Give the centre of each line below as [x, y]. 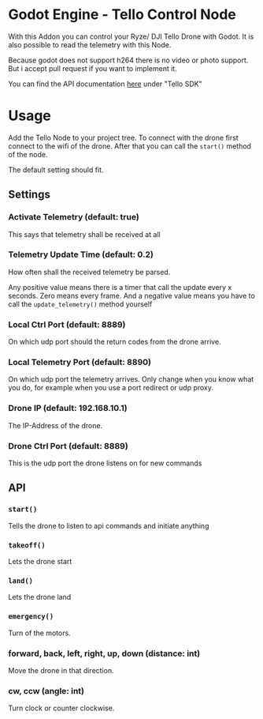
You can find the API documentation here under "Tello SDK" [105, 84]
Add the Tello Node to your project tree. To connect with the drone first [123, 137]
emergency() [31, 617]
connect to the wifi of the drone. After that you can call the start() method [130, 146]
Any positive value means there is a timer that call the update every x [120, 287]
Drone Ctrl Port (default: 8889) [68, 446]
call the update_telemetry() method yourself [80, 304]
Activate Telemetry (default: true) [74, 217]
